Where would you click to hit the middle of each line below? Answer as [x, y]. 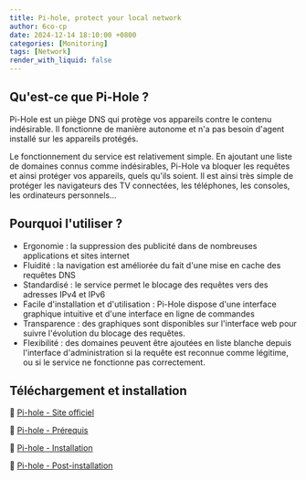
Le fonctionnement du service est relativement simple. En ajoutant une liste [151, 156]
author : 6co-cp [38, 26]
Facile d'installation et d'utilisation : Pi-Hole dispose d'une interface [149, 304]
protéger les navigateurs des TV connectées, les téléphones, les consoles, [150, 185]
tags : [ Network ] [40, 52]
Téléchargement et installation [98, 391]
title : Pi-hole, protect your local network [95, 18]
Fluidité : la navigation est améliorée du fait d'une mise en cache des [152, 265]
